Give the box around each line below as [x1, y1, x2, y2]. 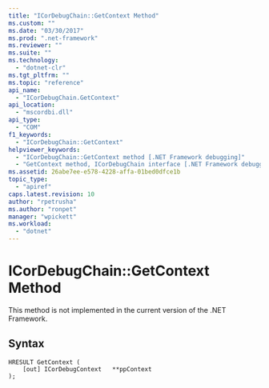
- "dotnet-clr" [15, 64, 66, 72]
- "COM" [15, 123, 42, 131]
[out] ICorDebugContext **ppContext [22, 365, 152, 373]
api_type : [8, 116, 42, 124]
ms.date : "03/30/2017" [8, 26, 84, 34]
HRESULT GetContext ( [8, 358, 81, 366]
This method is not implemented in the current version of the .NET [8, 305, 227, 314]
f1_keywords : [8, 130, 52, 138]
